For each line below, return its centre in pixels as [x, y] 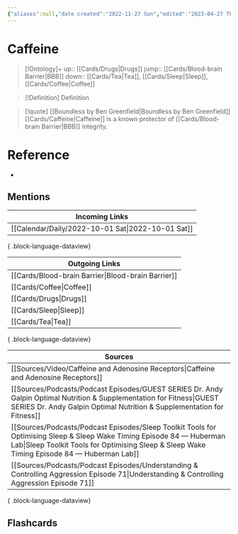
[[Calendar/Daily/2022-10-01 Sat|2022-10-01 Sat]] [102, 229]
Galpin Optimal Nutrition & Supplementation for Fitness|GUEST [115, 398]
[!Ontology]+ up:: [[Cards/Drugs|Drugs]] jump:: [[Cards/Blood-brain [124, 69]
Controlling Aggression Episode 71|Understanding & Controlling [117, 474]
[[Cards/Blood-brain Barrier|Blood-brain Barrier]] [94, 276]
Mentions [29, 197]
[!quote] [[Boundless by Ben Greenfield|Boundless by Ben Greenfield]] [127, 111]
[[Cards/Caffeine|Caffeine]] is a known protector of [100, 118]
